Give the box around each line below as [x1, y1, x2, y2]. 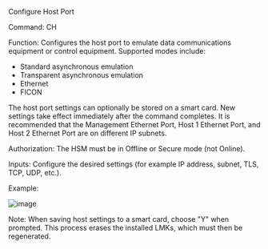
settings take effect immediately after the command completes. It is [8, 111, 230, 121]
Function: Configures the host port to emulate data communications [8, 38, 232, 47]
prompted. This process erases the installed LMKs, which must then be [8, 223, 243, 232]
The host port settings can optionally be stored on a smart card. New [8, 103, 236, 112]
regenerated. [8, 231, 51, 241]
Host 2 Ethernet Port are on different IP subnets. [8, 128, 167, 138]
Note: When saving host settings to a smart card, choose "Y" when [8, 215, 230, 223]
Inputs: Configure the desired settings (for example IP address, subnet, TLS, [8, 159, 259, 169]
